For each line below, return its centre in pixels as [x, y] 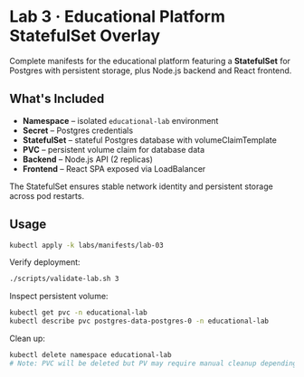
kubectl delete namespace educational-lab [90, 355]
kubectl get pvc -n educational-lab [78, 313]
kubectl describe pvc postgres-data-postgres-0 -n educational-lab [139, 321]
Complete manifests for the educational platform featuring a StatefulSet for [150, 61]
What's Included [57, 99]
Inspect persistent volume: [59, 297]
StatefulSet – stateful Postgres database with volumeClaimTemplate [150, 140]
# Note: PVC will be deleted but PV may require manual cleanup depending [153, 363]
